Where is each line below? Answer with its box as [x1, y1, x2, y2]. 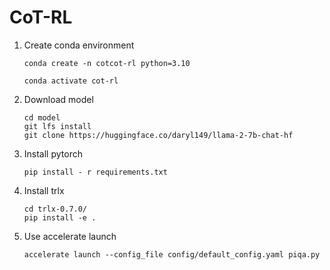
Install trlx [23, 184, 65, 196]
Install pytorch [23, 147, 83, 160]
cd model [23, 112, 61, 123]
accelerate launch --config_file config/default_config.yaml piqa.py [23, 249, 321, 260]
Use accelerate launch [23, 230, 117, 242]
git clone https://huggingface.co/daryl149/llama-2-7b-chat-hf [23, 130, 294, 140]
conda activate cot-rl [23, 76, 119, 86]
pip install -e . [23, 212, 97, 223]
